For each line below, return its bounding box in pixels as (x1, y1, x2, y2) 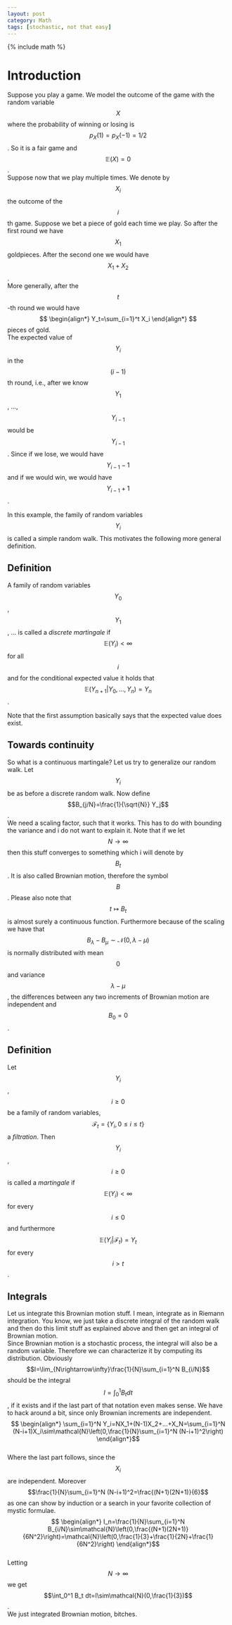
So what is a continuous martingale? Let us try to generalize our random (7, 758, 217, 766)
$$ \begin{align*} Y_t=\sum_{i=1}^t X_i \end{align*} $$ (39, 314, 197, 323)
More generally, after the (7, 281, 79, 289)
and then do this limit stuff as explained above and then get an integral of (7, 1324, 219, 1333)
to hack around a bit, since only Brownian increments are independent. (7, 1408, 212, 1417)
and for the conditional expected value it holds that (7, 674, 155, 683)
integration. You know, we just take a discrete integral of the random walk (7, 1316, 220, 1325)
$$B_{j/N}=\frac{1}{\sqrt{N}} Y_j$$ (67, 800, 169, 809)
